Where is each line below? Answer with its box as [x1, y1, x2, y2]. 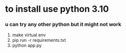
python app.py [12, 43, 42, 49]
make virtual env [12, 32, 46, 38]
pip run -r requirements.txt [12, 37, 66, 43]
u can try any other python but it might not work [5, 21, 122, 28]
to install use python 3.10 [5, 3, 109, 15]
